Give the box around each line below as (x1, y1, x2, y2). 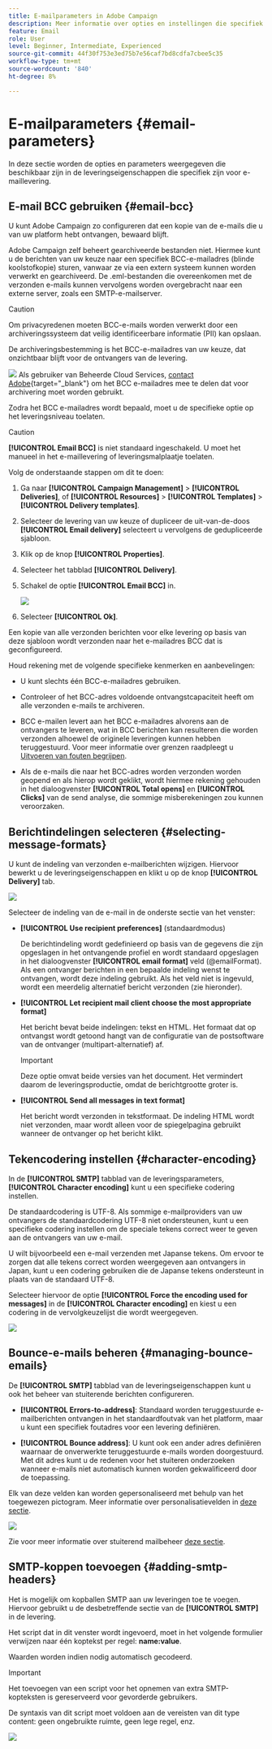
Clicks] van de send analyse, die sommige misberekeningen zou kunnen (19, 793, 264, 803)
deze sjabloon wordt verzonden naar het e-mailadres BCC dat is (8, 636, 223, 646)
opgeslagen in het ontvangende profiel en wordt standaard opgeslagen (19, 948, 259, 958)
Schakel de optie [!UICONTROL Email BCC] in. (19, 581, 176, 590)
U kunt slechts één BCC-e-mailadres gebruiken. (19, 677, 181, 686)
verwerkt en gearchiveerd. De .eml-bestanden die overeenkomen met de (8, 272, 253, 281)
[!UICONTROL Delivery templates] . (19, 501, 140, 511)
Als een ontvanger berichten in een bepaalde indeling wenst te (19, 965, 231, 975)
